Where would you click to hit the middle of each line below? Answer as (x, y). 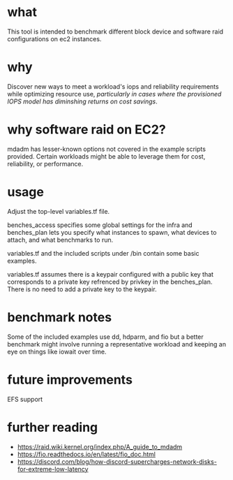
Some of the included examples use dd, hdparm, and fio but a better (105, 337)
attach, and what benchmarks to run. (60, 240)
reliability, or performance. (45, 163)
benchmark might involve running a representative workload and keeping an (117, 344)
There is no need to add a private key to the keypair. (82, 289)
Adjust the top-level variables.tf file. (59, 211)
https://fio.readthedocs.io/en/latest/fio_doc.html (86, 454)
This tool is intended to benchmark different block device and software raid (115, 31)
